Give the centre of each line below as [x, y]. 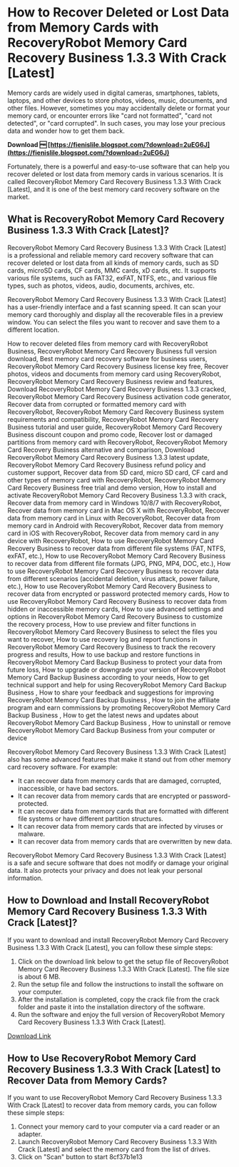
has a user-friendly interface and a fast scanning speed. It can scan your [115, 307]
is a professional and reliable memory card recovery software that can [111, 255]
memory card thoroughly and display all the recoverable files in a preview [115, 314]
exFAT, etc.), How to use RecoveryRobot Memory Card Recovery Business [117, 556]
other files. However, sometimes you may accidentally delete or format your [119, 108]
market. [19, 196]
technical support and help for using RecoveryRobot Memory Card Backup [117, 684]
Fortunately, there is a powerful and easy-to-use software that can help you [118, 166]
